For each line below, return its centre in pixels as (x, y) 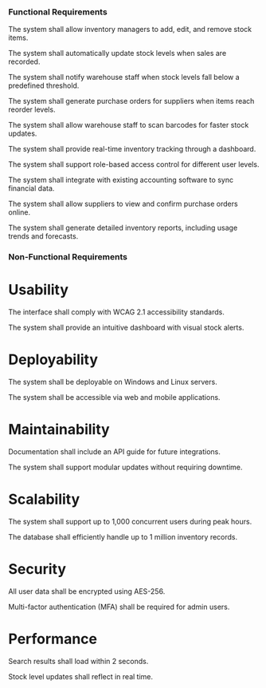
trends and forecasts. (43, 236)
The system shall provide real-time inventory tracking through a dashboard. (132, 149)
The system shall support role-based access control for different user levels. (134, 164)
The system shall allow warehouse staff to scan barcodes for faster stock (129, 125)
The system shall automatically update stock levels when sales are (117, 53)
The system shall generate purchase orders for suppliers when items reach (131, 101)
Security (37, 569)
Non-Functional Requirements (68, 257)
